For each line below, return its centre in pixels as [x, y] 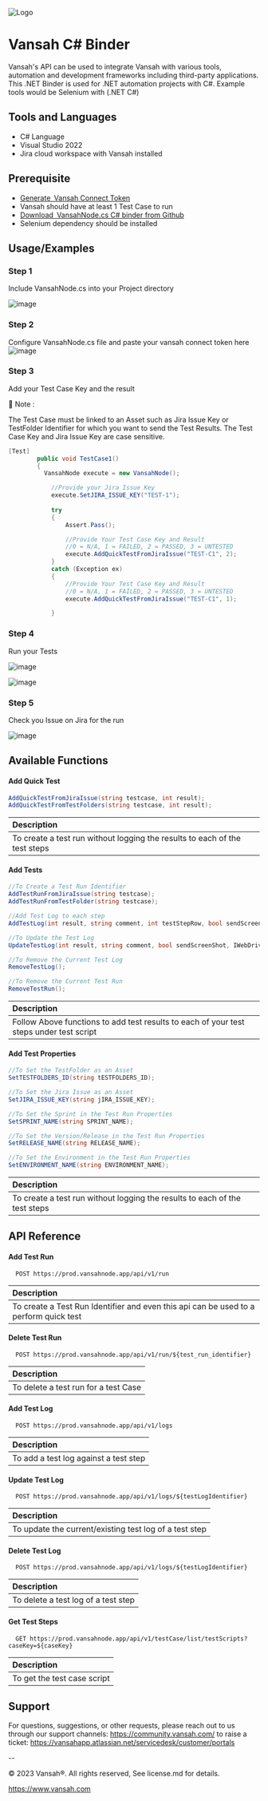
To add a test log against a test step [79, 1458]
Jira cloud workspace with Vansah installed [91, 153]
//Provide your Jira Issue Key [103, 488]
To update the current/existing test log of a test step [110, 1529]
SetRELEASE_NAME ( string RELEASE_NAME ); [75, 1143]
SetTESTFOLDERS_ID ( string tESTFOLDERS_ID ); [82, 1078]
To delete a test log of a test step [74, 1600]
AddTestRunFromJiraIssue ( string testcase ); [82, 895]
